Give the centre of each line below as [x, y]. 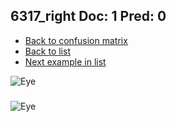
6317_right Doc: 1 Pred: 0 [88, 16]
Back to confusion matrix [76, 40]
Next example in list [65, 61]
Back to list [47, 51]
